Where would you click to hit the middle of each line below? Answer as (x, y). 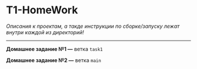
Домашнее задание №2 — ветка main (54, 60)
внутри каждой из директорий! (45, 32)
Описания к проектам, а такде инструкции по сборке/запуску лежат (93, 26)
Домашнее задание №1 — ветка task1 (55, 49)
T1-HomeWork (42, 10)
